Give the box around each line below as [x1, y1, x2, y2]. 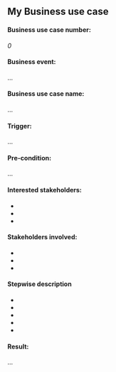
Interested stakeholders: [7, 186, 82, 194]
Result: [7, 342, 29, 351]
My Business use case [7, 6, 109, 18]
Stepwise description [7, 280, 73, 288]
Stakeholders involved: [7, 233, 78, 241]
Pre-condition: [7, 153, 52, 162]
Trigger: [7, 121, 32, 130]
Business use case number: [7, 25, 91, 34]
